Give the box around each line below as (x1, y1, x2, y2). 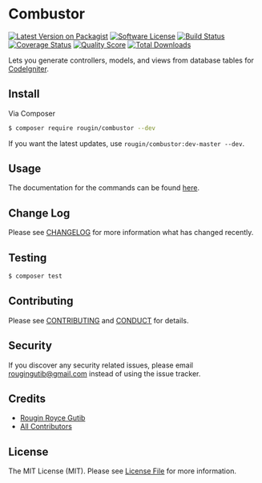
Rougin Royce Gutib (19, 413, 86, 423)
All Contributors (19, 422, 72, 432)
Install (8, 87, 40, 101)
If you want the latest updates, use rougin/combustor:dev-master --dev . (8, 138, 245, 148)
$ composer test (8, 272, 62, 281)
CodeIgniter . (8, 63, 50, 73)
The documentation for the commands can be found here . (8, 183, 200, 193)
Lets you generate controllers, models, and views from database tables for (8, 55, 255, 65)
